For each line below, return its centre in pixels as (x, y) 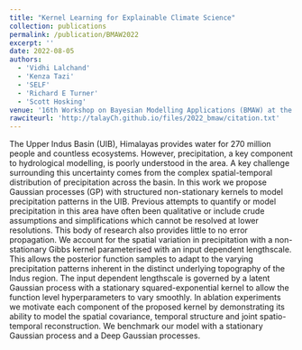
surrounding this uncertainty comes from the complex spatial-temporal (141, 173)
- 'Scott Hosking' (52, 101)
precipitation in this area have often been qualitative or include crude (137, 211)
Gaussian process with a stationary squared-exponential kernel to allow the (150, 288)
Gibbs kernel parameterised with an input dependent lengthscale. (170, 250)
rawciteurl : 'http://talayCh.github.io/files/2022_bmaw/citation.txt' (145, 118)
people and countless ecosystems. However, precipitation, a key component (151, 153)
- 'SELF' (34, 85)
